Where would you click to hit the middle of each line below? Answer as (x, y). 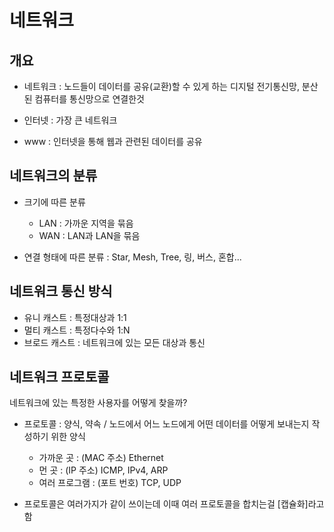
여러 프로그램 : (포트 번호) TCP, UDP (110, 483)
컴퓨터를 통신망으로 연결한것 (89, 99)
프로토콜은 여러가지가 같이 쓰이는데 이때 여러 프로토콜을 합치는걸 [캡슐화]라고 (174, 504)
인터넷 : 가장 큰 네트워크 (70, 120)
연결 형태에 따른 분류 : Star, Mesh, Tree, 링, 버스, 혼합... (132, 257)
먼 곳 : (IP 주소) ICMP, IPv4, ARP (103, 470)
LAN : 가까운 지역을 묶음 (86, 223)
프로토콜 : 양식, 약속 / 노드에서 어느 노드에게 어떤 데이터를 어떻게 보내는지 (166, 424)
